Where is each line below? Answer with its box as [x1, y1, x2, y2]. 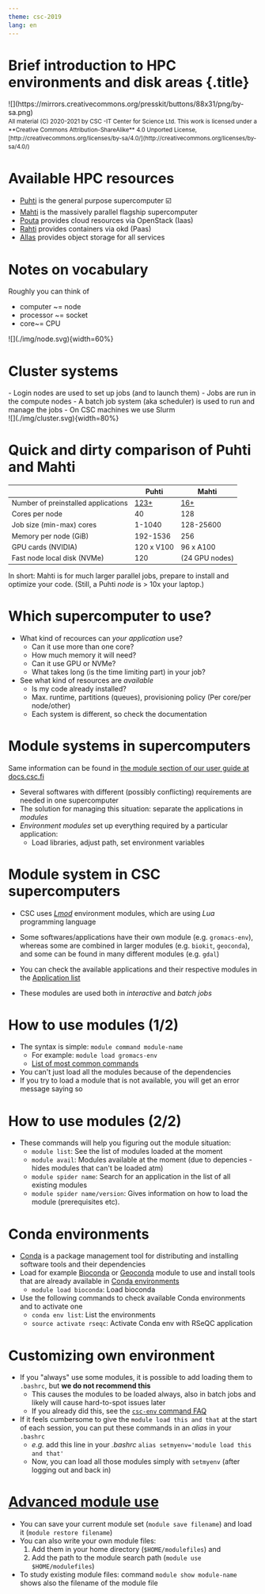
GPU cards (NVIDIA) [11, 542, 78, 551]
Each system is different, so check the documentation [31, 709, 207, 718]
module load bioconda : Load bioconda [31, 1285, 156, 1294]
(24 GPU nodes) [180, 554, 235, 563]
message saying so [19, 1084, 83, 1094]
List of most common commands [31, 1059, 139, 1068]
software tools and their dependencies [19, 1259, 146, 1269]
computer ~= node [19, 302, 81, 312]
